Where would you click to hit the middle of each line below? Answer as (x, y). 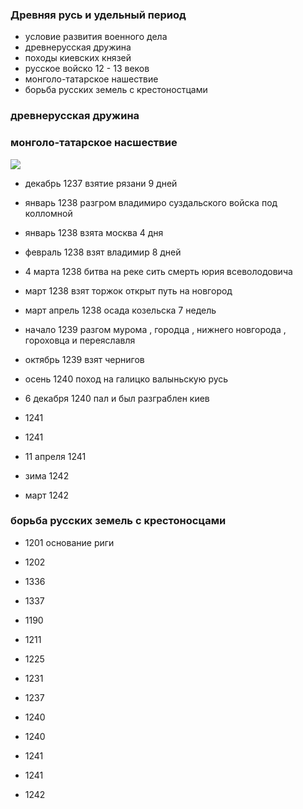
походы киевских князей (78, 58)
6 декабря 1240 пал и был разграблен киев (117, 398)
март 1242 (47, 495)
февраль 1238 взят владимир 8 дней (103, 252)
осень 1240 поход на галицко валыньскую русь (126, 379)
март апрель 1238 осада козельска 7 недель (120, 310)
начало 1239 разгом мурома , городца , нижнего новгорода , (155, 329)
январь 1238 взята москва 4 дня (94, 232)
